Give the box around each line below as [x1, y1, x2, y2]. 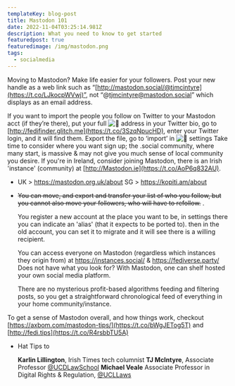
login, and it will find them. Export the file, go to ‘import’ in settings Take [7, 134, 228, 142]
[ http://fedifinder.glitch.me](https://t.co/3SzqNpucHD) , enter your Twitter [7, 126, 220, 135]
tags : [7, 50, 23, 57]
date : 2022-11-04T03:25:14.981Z [7, 23, 102, 30]
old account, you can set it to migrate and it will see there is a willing [17, 227, 216, 236]
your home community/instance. [17, 299, 112, 308]
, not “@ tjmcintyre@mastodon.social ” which [85, 90, 214, 99]
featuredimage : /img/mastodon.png [7, 43, 109, 50]
